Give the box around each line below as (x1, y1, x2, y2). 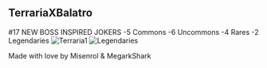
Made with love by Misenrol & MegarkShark (8, 51, 151, 60)
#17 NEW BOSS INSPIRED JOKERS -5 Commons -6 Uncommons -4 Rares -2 (8, 27, 259, 36)
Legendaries (8, 36, 49, 45)
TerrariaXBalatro (8, 6, 93, 20)
